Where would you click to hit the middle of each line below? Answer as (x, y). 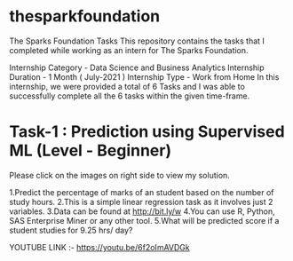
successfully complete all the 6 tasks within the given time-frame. (130, 96)
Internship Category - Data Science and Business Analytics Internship (137, 67)
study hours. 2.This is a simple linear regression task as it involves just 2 (141, 202)
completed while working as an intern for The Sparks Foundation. (129, 50)
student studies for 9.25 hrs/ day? (71, 230)
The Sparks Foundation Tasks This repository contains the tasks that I (137, 41)
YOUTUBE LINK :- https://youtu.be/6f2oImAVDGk (99, 247)
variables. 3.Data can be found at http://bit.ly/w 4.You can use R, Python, (142, 211)
